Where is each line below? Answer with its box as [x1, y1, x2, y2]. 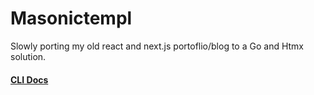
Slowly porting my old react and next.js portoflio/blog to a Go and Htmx [10, 40, 305, 52]
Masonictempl [10, 7, 133, 30]
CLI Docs [10, 73, 49, 86]
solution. [10, 50, 47, 62]
